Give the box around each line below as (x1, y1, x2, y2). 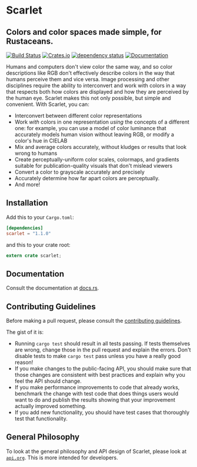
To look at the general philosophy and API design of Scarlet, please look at (6, 448, 187, 455)
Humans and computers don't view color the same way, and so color (6, 63, 173, 70)
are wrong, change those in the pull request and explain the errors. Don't (14, 346, 191, 353)
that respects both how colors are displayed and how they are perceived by (6, 88, 189, 95)
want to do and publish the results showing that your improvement (14, 396, 175, 403)
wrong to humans (14, 150, 58, 157)
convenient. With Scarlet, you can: (6, 101, 89, 108)
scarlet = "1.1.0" (6, 230, 51, 236)
